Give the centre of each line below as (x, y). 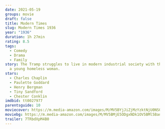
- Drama (17, 55)
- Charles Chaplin (28, 78)
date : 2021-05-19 (23, 10)
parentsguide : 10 (23, 105)
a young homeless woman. (35, 69)
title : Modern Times (26, 23)
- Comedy (18, 51)
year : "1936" (18, 32)
